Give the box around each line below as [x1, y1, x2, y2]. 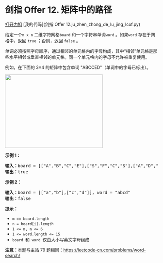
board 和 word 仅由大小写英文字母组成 [12, 236, 90, 243]
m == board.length [12, 216, 49, 221]
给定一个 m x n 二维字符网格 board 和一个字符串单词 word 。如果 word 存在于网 [5, 32, 155, 37]
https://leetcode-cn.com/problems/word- [63, 247, 147, 253]
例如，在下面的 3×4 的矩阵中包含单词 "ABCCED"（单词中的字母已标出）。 [5, 64, 151, 70]
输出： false [5, 196, 31, 201]
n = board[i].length [12, 221, 54, 226]
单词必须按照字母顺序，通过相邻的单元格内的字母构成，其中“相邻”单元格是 [5, 48, 154, 54]
